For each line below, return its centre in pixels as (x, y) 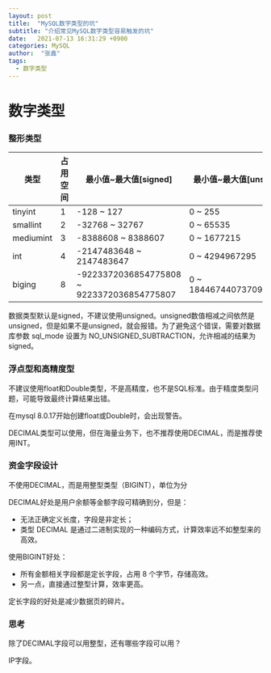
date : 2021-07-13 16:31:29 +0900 (68, 38)
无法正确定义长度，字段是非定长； (77, 519)
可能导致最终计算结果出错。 (68, 398)
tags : (17, 61)
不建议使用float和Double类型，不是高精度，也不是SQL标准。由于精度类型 (130, 388)
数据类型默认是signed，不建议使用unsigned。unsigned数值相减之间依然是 (132, 315)
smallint (27, 225)
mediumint (33, 238)
